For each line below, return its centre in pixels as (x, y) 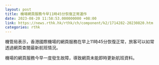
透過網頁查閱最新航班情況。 (33, 48)
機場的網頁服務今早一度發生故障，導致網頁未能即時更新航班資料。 (71, 58)
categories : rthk (23, 27)
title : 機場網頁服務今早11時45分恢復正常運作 (46, 14)
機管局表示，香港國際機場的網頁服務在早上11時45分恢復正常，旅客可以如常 (80, 42)
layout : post (18, 9)
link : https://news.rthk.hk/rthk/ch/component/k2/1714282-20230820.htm (79, 23)
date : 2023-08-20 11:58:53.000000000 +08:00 (51, 18)
